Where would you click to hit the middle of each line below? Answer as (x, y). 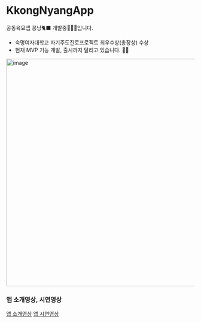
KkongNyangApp (50, 11)
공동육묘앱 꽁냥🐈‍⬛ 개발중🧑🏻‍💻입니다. (50, 28)
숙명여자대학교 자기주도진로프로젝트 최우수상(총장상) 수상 (82, 42)
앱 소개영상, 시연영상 (34, 300)
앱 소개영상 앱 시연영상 (33, 314)
